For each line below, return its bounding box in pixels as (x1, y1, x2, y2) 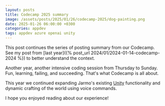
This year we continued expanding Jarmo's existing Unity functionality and (5, 80, 160, 86)
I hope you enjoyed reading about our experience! (5, 95, 109, 101)
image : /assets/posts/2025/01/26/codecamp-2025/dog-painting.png (5, 17, 145, 22)
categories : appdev (5, 26, 46, 31)
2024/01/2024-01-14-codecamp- (91, 50, 160, 56)
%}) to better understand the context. (17, 55, 96, 61)
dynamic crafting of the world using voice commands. (5, 85, 117, 91)
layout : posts (5, 7, 35, 13)
